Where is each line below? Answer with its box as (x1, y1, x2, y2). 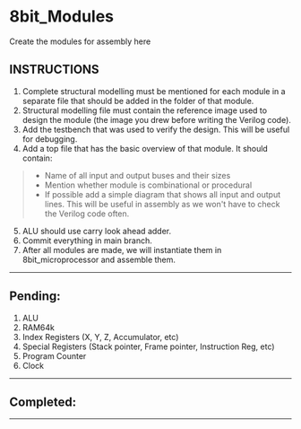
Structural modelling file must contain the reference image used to (21, 105, 267, 116)
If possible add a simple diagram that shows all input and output (44, 188, 281, 199)
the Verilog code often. (44, 208, 130, 219)
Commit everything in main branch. (21, 235, 152, 246)
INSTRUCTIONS (9, 62, 100, 77)
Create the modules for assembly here (9, 36, 151, 47)
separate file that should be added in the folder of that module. (21, 95, 254, 106)
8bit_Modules (9, 6, 115, 27)
